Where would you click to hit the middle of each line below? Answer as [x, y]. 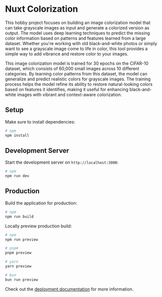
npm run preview [21, 239]
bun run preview [21, 280]
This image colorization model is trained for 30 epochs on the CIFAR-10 [77, 63]
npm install [17, 135]
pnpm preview [18, 253]
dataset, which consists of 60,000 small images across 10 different [72, 68]
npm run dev [17, 176]
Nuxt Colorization [41, 9]
